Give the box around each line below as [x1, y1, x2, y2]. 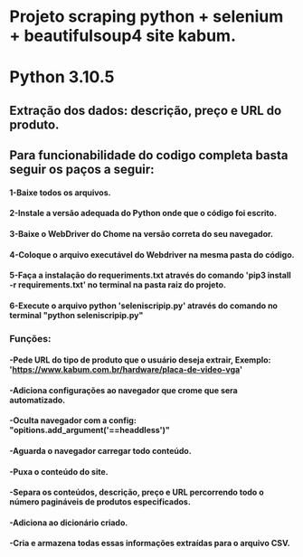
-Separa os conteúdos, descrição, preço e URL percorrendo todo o [9, 486, 264, 498]
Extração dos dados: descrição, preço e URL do [9, 102, 282, 118]
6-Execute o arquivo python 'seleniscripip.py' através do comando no [9, 300, 279, 311]
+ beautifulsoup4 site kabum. [9, 25, 237, 46]
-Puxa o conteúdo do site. [9, 466, 109, 477]
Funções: [9, 332, 52, 345]
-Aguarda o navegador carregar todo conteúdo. [9, 446, 192, 457]
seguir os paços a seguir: [9, 162, 156, 177]
